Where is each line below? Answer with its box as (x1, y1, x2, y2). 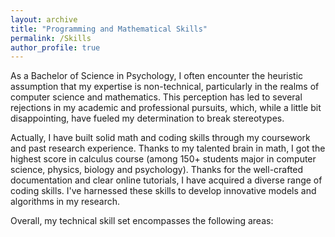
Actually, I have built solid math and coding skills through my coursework (10, 132, 311, 144)
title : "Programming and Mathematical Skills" (10, 24, 208, 34)
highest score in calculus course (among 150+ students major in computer (10, 153, 317, 165)
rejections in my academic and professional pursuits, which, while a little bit (10, 102, 322, 114)
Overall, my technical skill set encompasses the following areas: (10, 215, 274, 227)
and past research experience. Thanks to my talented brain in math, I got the (10, 142, 326, 155)
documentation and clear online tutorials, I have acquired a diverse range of (10, 174, 323, 186)
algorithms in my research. (10, 196, 121, 208)
